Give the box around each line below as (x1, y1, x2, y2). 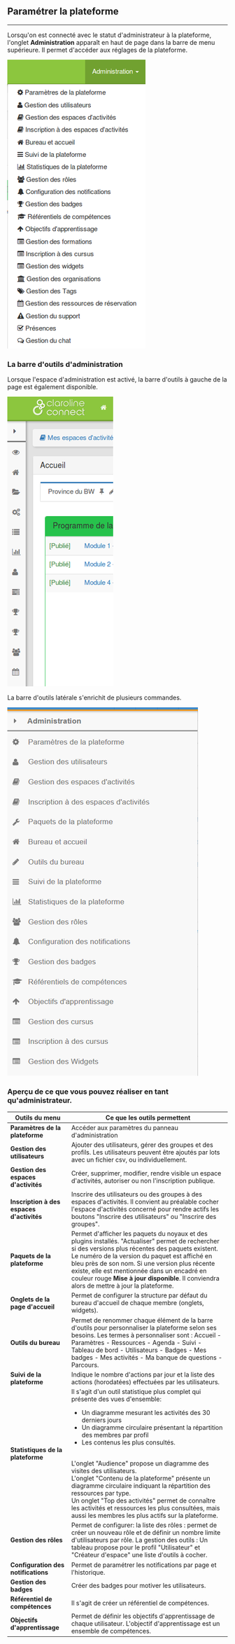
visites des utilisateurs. (71, 1467, 137, 1475)
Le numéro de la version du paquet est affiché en (71, 1252, 213, 1260)
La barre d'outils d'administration (7, 359, 124, 369)
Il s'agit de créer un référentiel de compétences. (71, 1598, 210, 1607)
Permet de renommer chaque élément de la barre (71, 1316, 213, 1324)
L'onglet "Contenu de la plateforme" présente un (71, 1474, 211, 1483)
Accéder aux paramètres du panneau (71, 1124, 178, 1132)
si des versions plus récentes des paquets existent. (71, 1244, 218, 1253)
